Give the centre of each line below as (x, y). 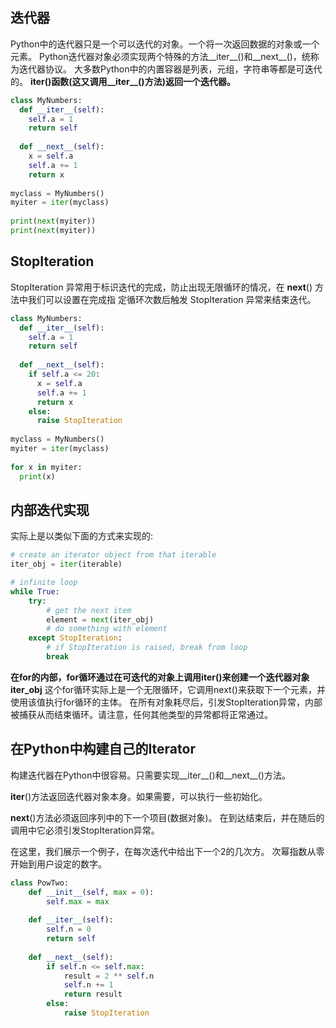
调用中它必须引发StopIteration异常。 (85, 830)
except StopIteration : (75, 638)
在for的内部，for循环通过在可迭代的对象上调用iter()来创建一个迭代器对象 (160, 677)
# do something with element (107, 629)
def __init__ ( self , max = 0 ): (91, 892)
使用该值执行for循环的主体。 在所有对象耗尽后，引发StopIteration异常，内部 (166, 702)
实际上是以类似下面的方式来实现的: (82, 536)
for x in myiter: (46, 467)
